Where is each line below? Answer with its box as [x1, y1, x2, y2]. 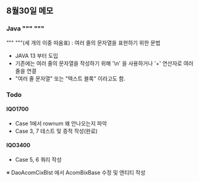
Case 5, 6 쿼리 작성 [15, 156, 62, 163]
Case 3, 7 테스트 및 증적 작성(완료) [15, 127, 98, 135]
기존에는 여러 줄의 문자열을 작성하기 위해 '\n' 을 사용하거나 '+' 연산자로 [15, 60, 183, 67]
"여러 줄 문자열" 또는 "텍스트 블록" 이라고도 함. [15, 75, 126, 82]
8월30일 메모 [6, 5, 53, 16]
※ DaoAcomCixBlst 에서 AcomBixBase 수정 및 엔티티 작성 [6, 169, 146, 177]
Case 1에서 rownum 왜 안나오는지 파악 [15, 119, 107, 127]
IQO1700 [6, 105, 29, 113]
